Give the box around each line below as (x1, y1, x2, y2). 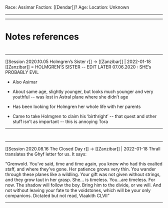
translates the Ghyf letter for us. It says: (5, 151, 87, 157)
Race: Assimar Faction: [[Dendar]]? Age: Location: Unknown (5, 4, 129, 10)
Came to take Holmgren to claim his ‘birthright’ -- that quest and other (12, 113, 157, 119)
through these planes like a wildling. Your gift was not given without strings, (5, 171, 161, 177)
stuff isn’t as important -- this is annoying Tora (12, 118, 108, 124)
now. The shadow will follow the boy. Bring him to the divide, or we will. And (5, 182, 161, 188)
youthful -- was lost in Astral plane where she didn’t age (12, 94, 128, 100)
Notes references (5, 31, 79, 42)
